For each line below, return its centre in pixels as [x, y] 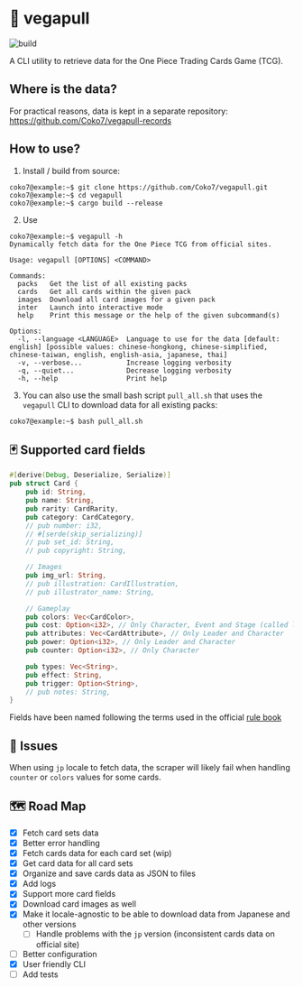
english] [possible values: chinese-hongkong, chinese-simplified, [139, 346]
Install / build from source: [71, 171]
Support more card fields [69, 894]
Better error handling [61, 843]
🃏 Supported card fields [78, 450]
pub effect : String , [64, 675]
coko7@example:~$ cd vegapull [66, 195]
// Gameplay [48, 608]
